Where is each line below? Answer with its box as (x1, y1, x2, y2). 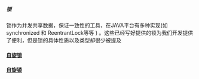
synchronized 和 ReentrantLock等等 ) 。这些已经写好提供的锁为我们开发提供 (6, 29, 193, 36)
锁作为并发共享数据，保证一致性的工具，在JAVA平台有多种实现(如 (6, 22, 168, 29)
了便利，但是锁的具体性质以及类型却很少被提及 (6, 37, 121, 44)
